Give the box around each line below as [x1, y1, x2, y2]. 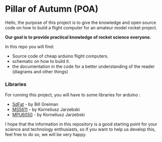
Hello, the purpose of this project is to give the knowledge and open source [5, 20, 157, 25]
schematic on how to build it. [12, 58, 70, 64]
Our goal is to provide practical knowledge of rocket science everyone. [5, 34, 152, 40]
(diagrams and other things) [12, 68, 68, 74]
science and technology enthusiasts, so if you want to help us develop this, [5, 126, 156, 132]
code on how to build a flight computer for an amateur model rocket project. [5, 24, 157, 30]
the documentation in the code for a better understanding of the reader [12, 63, 155, 69]
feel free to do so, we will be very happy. [5, 132, 87, 138]
